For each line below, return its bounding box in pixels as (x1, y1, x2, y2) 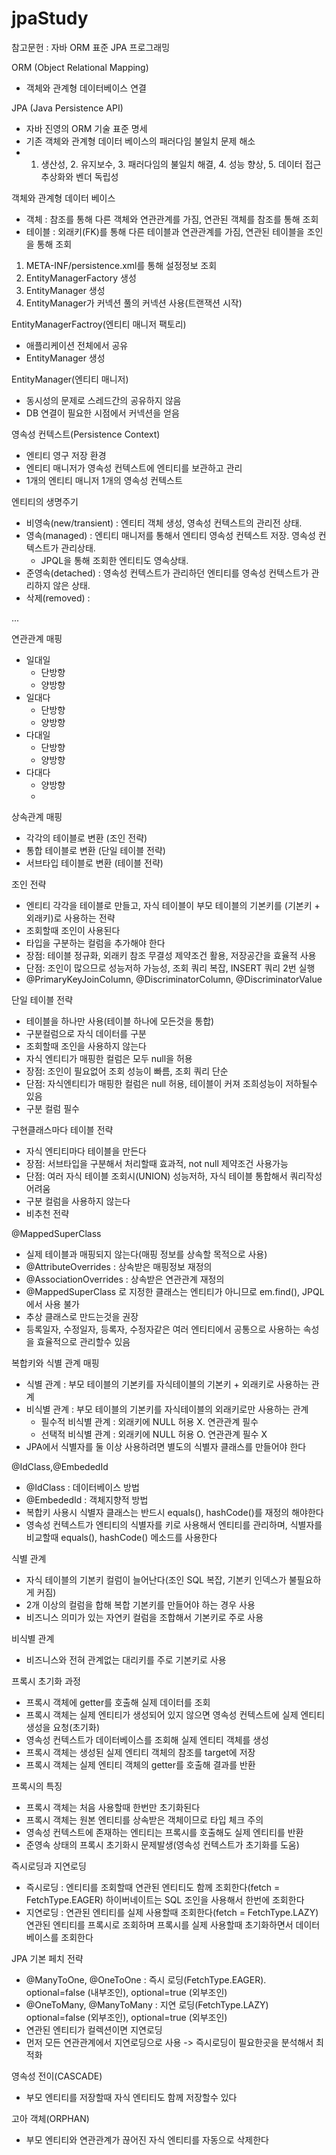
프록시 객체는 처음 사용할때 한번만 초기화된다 (25, 1801, 201, 1813)
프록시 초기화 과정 (11, 1675, 81, 1687)
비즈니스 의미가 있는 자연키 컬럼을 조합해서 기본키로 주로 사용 (25, 1611, 264, 1623)
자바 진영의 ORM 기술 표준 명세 (25, 122, 148, 134)
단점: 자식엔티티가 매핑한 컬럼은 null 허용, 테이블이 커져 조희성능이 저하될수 (25, 1077, 318, 1089)
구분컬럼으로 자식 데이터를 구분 (25, 1027, 147, 1039)
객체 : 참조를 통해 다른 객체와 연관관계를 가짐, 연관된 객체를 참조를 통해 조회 (25, 213, 319, 225)
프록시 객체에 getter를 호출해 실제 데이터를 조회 (25, 1696, 211, 1708)
